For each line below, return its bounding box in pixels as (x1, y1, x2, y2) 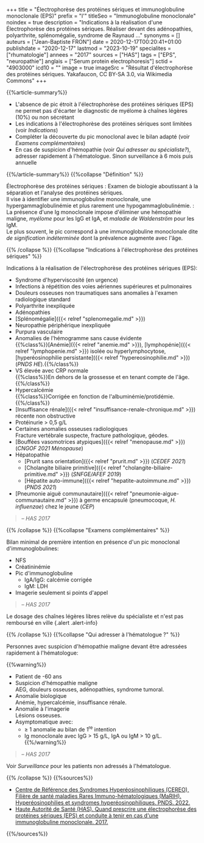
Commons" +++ (6, 77, 47, 84)
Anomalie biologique (15, 692, 67, 699)
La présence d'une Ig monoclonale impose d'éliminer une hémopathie (6, 208, 181, 216)
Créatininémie (15, 563, 51, 570)
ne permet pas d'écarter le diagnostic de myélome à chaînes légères (15, 107, 188, 114)
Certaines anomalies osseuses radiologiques (15, 425, 128, 432)
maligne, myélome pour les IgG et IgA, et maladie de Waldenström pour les (6, 215, 195, 222)
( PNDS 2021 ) (24, 483, 57, 491)
